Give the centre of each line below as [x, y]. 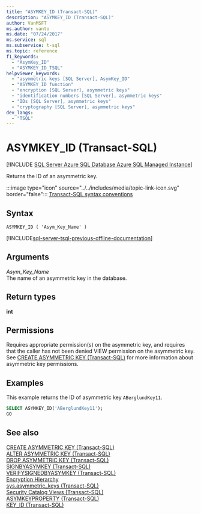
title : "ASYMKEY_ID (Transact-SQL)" [52, 12]
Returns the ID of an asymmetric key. [52, 176]
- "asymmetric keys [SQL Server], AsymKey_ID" [71, 79]
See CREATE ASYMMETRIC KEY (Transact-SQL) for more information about [100, 358]
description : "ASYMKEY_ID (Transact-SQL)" [60, 17]
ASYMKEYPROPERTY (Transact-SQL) [53, 498]
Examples [25, 383]
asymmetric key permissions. [43, 364]
